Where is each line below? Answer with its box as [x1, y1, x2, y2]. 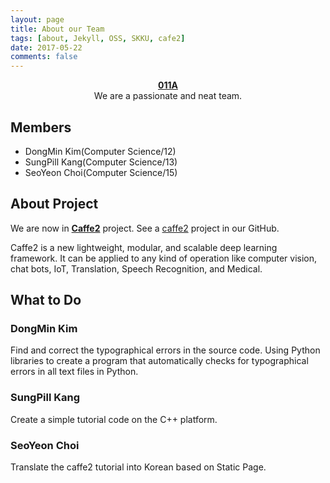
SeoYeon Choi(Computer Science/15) [24, 166, 178, 178]
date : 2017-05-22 [10, 42, 83, 53]
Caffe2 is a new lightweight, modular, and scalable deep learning [10, 241, 278, 253]
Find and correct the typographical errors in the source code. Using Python [10, 344, 321, 356]
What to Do [10, 292, 82, 309]
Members [10, 119, 72, 136]
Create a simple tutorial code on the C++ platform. [10, 413, 218, 425]
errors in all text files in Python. [10, 366, 139, 378]
